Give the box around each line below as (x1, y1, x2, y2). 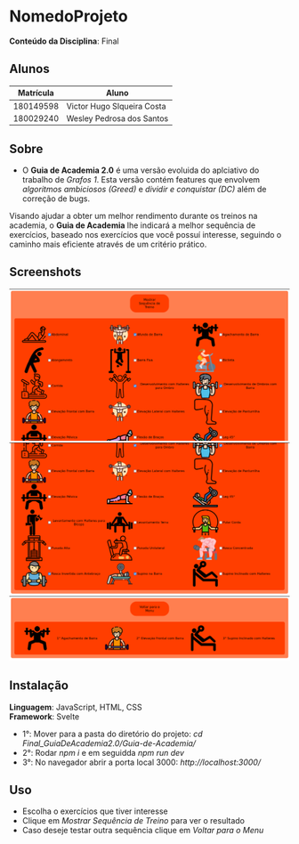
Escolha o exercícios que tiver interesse (21, 806, 168, 816)
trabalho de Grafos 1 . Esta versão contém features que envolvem (21, 174, 261, 185)
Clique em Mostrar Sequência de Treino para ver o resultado (21, 816, 246, 826)
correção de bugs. (21, 193, 91, 204)
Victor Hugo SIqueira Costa (66, 101, 166, 111)
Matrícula (17, 87, 55, 99)
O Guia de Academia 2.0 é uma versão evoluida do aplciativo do (21, 165, 260, 175)
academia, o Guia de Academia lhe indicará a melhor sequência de (9, 220, 256, 231)
